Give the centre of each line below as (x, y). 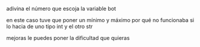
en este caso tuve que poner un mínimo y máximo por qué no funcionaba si (100, 20)
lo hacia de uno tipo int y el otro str (50, 26)
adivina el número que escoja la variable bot (61, 9)
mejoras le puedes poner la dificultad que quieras (68, 38)
